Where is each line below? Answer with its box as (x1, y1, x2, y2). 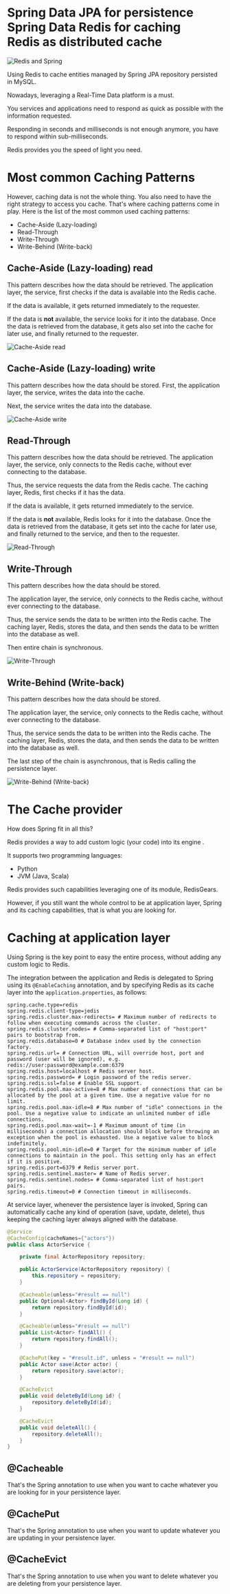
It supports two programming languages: (7, 851, 123, 859)
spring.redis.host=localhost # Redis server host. (7, 1068, 155, 1075)
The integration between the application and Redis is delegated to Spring (7, 973, 214, 982)
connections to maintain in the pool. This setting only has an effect (7, 1152, 216, 1159)
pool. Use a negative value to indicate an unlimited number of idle (7, 1110, 211, 1117)
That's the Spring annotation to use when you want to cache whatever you (7, 1481, 218, 1489)
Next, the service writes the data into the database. (7, 402, 152, 410)
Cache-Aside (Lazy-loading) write (7, 363, 156, 375)
